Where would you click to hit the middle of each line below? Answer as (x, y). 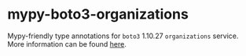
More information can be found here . (67, 44)
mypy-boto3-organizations (98, 14)
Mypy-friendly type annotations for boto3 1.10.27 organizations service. (123, 36)
